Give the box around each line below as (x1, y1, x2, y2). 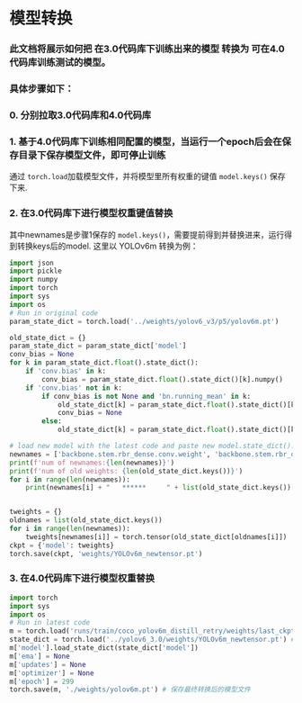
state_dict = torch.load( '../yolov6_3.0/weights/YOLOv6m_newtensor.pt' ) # (9, 635, 296, 644)
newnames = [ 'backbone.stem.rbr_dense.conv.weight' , (9, 449, 211, 459)
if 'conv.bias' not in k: (25, 383, 123, 392)
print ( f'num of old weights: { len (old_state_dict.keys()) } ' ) (9, 466, 244, 475)
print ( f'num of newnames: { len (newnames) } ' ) (9, 458, 175, 467)
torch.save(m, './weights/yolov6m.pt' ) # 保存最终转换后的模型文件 (9, 685, 252, 694)
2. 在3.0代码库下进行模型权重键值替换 (9, 207, 173, 220)
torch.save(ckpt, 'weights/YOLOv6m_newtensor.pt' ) (9, 549, 203, 558)
